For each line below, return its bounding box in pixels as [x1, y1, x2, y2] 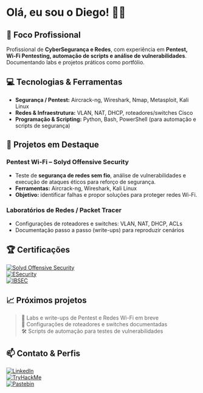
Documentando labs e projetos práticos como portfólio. [6, 59, 145, 66]
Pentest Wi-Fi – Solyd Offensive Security [6, 158, 129, 166]
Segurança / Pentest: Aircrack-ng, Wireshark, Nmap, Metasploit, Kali [15, 96, 189, 103]
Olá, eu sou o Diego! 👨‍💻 [6, 5, 126, 19]
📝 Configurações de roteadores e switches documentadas [21, 321, 168, 328]
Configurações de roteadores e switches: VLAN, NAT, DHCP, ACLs [15, 220, 183, 227]
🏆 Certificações [6, 245, 71, 255]
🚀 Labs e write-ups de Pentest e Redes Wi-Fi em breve [21, 314, 159, 321]
